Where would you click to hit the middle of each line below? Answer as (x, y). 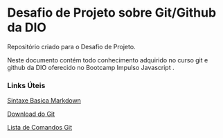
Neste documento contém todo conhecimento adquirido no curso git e (108, 60)
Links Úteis (26, 85)
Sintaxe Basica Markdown (44, 101)
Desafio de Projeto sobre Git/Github (112, 13)
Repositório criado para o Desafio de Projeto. (72, 46)
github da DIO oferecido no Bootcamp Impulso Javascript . (91, 67)
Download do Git (31, 114)
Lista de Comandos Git (40, 128)
